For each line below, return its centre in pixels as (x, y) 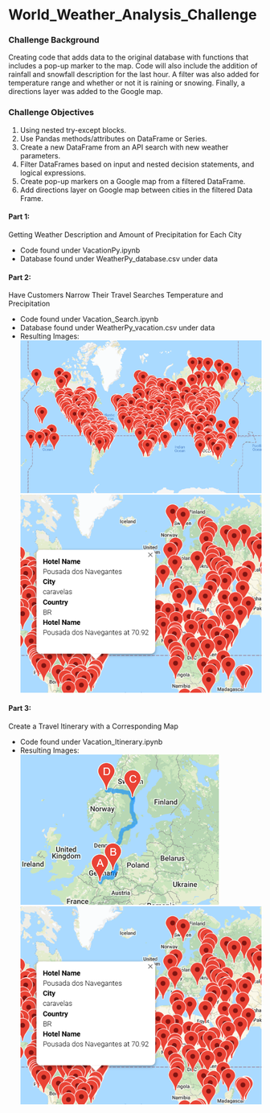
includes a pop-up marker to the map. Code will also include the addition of (133, 66)
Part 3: (20, 708)
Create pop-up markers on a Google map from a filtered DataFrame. (133, 181)
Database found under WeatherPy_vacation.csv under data (117, 328)
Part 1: (19, 217)
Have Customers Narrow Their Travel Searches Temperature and (116, 295)
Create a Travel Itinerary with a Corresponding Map (94, 726)
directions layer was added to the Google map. (86, 92)
